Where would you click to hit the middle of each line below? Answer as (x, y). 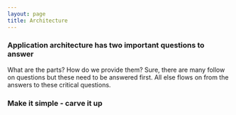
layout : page (27, 14)
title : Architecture (38, 21)
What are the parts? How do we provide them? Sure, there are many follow (116, 70)
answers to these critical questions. (59, 84)
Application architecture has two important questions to (106, 45)
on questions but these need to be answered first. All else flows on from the (118, 77)
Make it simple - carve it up (55, 103)
